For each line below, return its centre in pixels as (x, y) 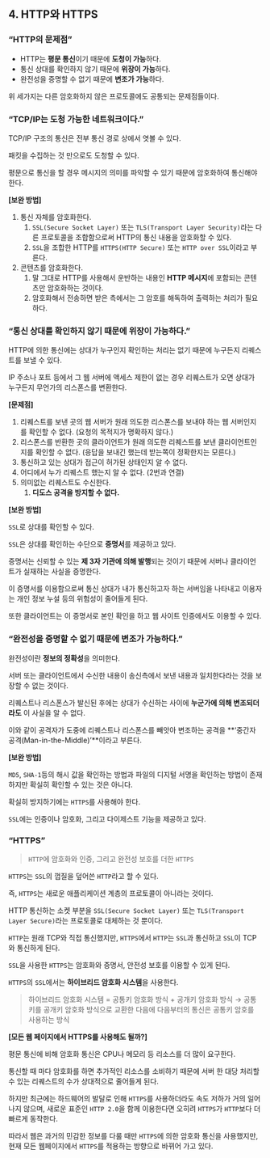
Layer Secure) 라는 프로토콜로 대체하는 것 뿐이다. (86, 920)
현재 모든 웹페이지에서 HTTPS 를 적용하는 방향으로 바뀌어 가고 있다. (111, 1146)
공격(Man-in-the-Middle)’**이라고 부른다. (75, 740)
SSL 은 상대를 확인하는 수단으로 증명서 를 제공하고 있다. (92, 544)
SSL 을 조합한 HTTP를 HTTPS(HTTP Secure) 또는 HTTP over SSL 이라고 (140, 247)
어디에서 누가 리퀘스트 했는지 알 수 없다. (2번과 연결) (102, 472)
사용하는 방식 (49, 1019)
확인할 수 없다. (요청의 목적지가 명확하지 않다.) (101, 432)
